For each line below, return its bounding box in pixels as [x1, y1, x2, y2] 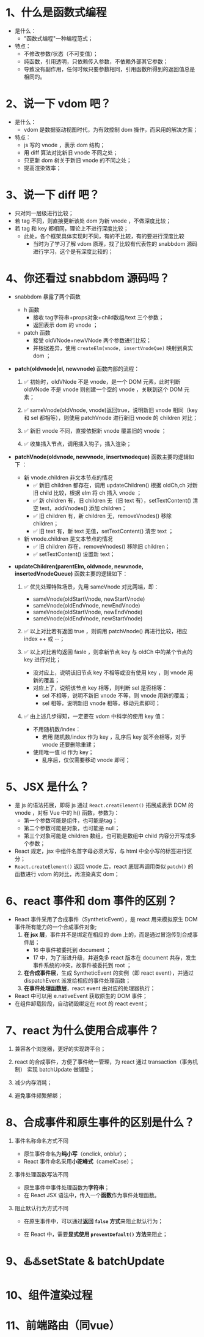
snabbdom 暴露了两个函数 [14, 292, 81, 300]
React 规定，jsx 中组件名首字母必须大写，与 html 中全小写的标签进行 [14, 847, 188, 855]
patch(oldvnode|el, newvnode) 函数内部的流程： [14, 365, 140, 372]
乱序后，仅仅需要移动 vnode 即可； [42, 756, 131, 763]
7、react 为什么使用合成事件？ [5, 1023, 159, 1037]
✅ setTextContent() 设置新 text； [32, 550, 115, 558]
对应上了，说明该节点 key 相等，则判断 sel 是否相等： [32, 684, 168, 691]
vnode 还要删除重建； [42, 741, 97, 748]
